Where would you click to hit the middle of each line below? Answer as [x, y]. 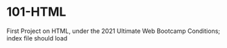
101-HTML [36, 12]
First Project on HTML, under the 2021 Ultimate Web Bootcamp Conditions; [113, 31]
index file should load [37, 38]
